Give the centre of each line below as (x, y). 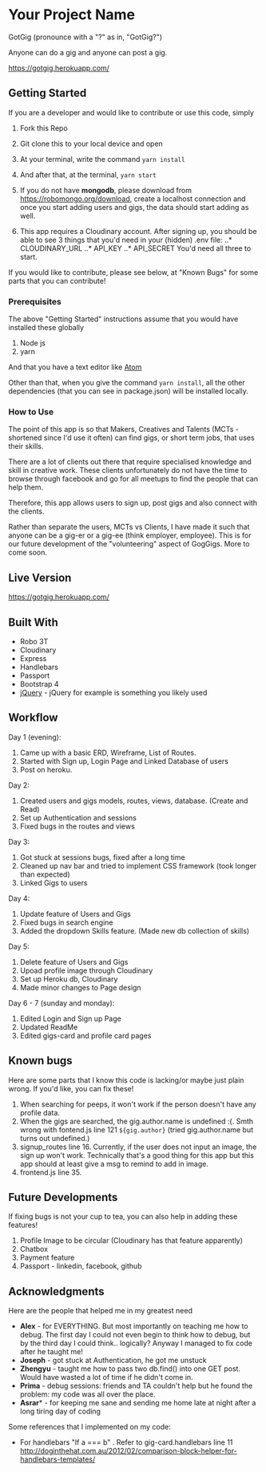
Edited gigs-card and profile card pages (85, 1035)
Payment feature (47, 1258)
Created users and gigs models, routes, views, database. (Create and (134, 801)
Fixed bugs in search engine (66, 922)
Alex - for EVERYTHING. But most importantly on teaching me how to (134, 1326)
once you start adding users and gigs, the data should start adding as (134, 207)
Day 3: (19, 841)
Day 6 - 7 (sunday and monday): (62, 1002)
